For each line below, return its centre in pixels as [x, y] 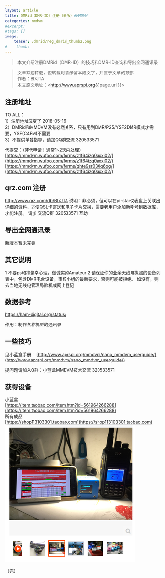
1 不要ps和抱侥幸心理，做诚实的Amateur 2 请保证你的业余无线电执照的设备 [81, 273]
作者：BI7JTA [31, 78]
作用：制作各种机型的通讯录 [33, 324]
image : [12, 36]
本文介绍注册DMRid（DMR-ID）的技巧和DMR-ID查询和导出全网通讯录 [87, 62]
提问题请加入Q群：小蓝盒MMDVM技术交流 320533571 [60, 370]
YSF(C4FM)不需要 [32, 133]
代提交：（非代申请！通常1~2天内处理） [44, 150]
